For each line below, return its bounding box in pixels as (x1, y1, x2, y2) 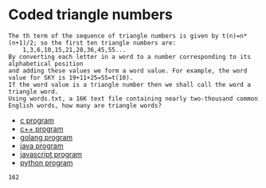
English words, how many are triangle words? (8, 101, 162, 109)
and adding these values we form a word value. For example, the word (8, 66, 248, 75)
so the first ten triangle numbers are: (40, 38, 177, 47)
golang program (19, 132, 73, 142)
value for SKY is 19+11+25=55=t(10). (8, 73, 134, 81)
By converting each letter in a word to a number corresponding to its (8, 53, 251, 61)
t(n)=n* (221, 32, 248, 40)
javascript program (19, 149, 82, 159)
